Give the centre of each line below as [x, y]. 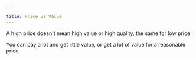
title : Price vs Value [34, 16]
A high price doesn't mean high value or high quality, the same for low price [98, 33]
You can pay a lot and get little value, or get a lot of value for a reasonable [96, 44]
